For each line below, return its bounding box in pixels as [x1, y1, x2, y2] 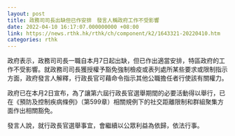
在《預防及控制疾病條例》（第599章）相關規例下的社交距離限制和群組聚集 [7, 97, 218, 106]
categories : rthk [7, 36, 58, 43]
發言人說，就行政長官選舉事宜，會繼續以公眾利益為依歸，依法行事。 [7, 121, 204, 130]
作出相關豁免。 [13, 107, 57, 115]
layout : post [7, 10, 45, 18]
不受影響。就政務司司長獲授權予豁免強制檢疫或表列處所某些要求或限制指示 [13, 65, 228, 74]
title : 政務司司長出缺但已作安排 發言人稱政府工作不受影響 [7, 17, 159, 24]
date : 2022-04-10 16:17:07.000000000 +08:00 [7, 23, 139, 30]
